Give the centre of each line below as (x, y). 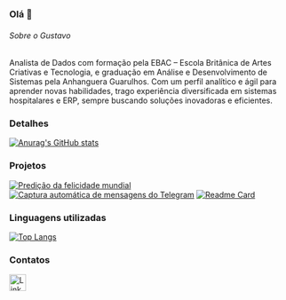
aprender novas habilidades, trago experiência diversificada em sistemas (143, 91)
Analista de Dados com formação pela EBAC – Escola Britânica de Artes (141, 63)
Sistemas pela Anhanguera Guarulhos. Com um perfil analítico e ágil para (143, 82)
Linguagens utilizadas (58, 217)
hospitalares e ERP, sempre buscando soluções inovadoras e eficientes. (141, 100)
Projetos (28, 166)
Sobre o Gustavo (40, 36)
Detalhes (29, 123)
